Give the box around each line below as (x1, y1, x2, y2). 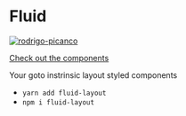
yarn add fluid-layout (21, 89, 107, 97)
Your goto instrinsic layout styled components (9, 69, 178, 81)
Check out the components (9, 52, 109, 63)
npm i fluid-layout (21, 97, 95, 107)
